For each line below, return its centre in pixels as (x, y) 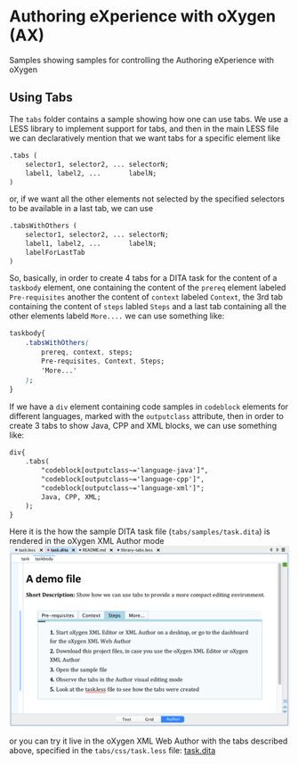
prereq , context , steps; (87, 352)
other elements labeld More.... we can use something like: (117, 316)
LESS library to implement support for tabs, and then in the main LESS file (144, 128)
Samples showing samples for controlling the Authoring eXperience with (141, 60)
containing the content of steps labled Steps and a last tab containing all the (148, 306)
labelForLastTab (56, 252)
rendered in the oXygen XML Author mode (87, 540)
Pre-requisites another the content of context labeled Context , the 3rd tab (146, 297)
